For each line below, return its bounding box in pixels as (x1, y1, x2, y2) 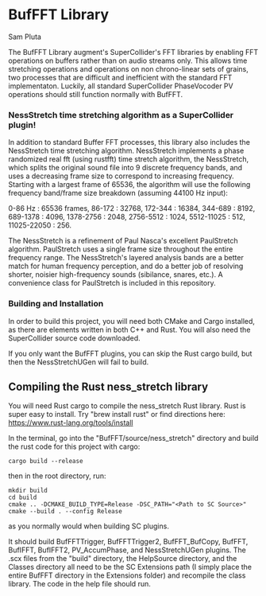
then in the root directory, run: (8, 471, 106, 481)
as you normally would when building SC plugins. (8, 521, 169, 531)
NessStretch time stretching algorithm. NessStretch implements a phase (8, 146, 245, 156)
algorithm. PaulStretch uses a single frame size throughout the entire (8, 244, 233, 254)
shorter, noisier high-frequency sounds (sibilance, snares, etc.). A (8, 270, 224, 279)
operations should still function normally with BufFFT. (8, 89, 183, 99)
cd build (8, 493, 37, 502)
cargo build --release (8, 458, 83, 466)
